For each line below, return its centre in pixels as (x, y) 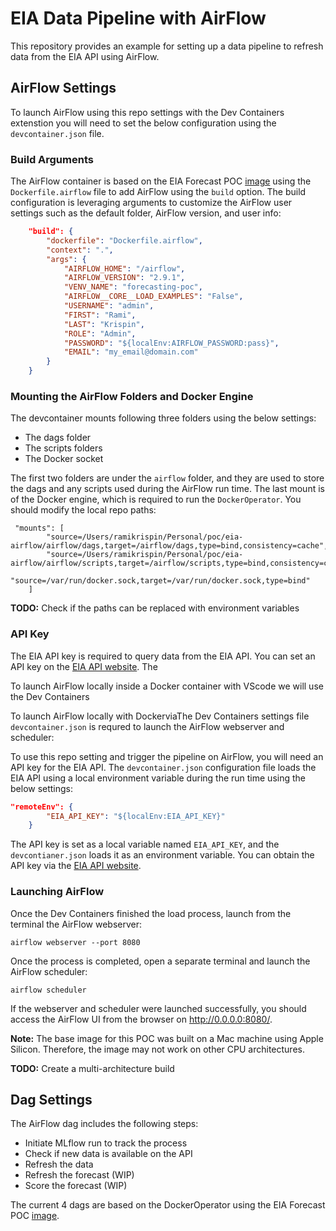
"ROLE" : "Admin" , (100, 333)
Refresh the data (59, 1164)
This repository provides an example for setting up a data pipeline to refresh (167, 46)
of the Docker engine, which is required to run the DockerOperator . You (156, 499)
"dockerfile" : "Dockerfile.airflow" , (124, 240)
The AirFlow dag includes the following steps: (104, 1124)
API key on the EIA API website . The (84, 666)
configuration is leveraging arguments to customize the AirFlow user (151, 203)
